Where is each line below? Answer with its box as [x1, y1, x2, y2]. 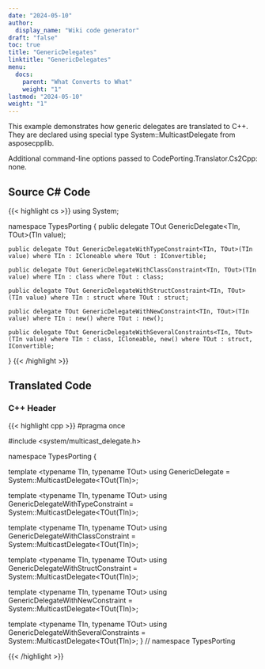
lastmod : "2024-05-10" [8, 93, 83, 101]
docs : [15, 70, 34, 78]
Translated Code [8, 379, 93, 393]
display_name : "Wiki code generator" [15, 26, 140, 34]
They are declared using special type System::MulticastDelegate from [8, 130, 236, 139]
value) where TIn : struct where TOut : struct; [25, 294, 190, 302]
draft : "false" [8, 33, 59, 42]
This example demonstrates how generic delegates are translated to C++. [8, 122, 249, 131]
